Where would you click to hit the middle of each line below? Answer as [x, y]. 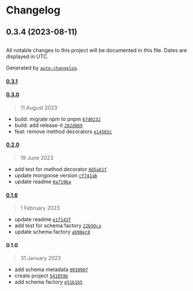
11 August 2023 [39, 107]
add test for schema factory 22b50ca [58, 225]
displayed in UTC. [27, 56]
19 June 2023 [37, 158]
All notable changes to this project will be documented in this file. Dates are [97, 50]
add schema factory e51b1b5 [48, 282]
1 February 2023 [40, 208]
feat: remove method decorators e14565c [63, 131]
